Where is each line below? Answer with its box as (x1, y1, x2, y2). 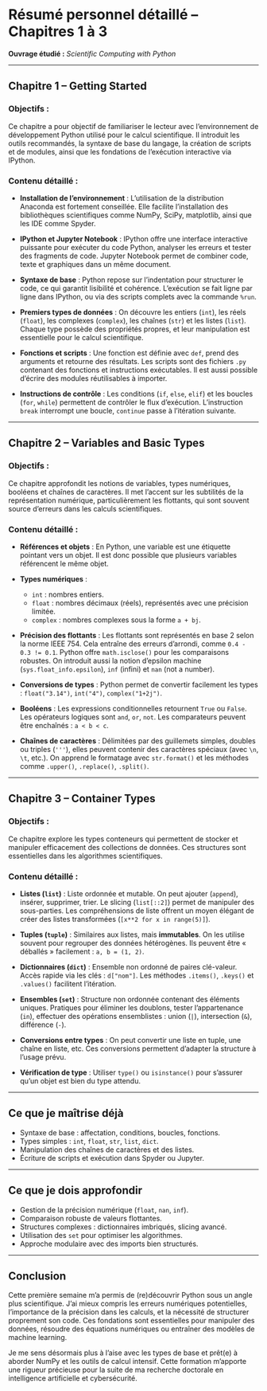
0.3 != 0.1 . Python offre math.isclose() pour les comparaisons (19, 647, 229, 656)
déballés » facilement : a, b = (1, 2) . (19, 946, 145, 956)
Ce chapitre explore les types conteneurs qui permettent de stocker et (8, 834, 238, 844)
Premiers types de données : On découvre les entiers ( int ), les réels (19, 307, 246, 316)
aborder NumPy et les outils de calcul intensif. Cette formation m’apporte (8, 1357, 247, 1366)
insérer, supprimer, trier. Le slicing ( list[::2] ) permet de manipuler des (19, 897, 255, 907)
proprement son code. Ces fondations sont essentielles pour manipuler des (8, 1316, 255, 1326)
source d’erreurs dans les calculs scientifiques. (8, 504, 163, 513)
